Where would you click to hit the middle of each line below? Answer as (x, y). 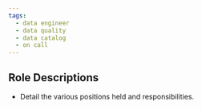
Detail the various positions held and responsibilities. (107, 96)
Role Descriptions (54, 78)
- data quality (41, 30)
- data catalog (41, 38)
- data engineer (42, 23)
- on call (32, 45)
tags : (17, 16)
